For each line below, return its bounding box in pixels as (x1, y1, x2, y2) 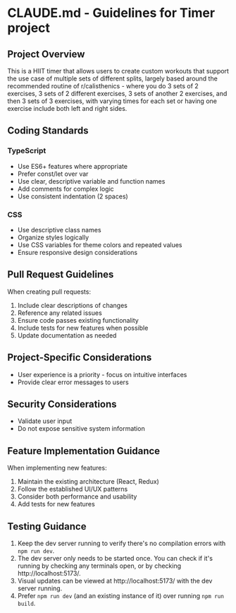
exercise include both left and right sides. (7, 105, 128, 112)
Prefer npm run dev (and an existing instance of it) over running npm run (17, 592, 224, 600)
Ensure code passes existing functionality (17, 316, 139, 324)
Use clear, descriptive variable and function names (17, 177, 166, 185)
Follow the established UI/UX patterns (17, 485, 128, 494)
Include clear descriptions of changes (17, 301, 128, 309)
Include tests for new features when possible (17, 323, 149, 332)
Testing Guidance (7, 520, 87, 532)
